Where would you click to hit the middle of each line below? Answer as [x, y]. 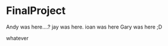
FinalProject [36, 11]
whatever [17, 38]
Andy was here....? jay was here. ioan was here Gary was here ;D [84, 27]
